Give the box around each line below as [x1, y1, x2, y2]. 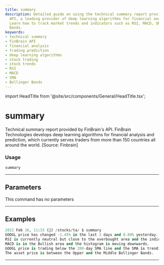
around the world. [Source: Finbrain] [5, 142, 78, 148]
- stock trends [5, 61, 36, 66]
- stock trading [5, 57, 38, 62]
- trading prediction [5, 48, 49, 53]
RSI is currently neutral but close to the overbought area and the [5, 237, 147, 242]
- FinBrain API [5, 39, 36, 44]
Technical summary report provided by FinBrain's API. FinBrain [5, 126, 131, 132]
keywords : [5, 30, 25, 35]
